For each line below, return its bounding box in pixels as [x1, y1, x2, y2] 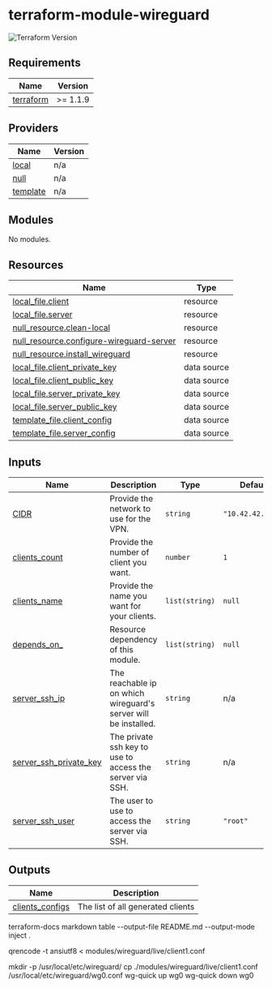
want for [108, 600, 142, 612]
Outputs [8, 863, 51, 877]
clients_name [12, 595, 63, 606]
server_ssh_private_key [12, 757, 102, 767]
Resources [8, 258, 64, 272]
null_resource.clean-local [12, 322, 111, 333]
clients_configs [12, 900, 70, 912]
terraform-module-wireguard [8, 6, 210, 24]
